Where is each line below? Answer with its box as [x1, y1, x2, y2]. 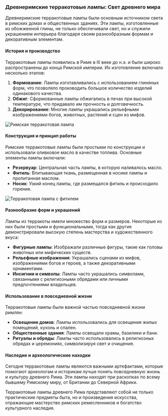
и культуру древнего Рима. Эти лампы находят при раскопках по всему [5, 374, 160, 380]
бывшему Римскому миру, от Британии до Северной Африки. [5, 379, 138, 385]
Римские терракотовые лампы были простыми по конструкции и [5, 144, 145, 150]
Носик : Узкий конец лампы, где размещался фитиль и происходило [12, 180, 158, 187]
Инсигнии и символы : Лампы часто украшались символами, [12, 271, 145, 277]
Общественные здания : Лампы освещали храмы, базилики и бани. [12, 330, 158, 336]
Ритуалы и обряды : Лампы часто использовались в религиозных [12, 336, 154, 342]
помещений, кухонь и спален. [12, 324, 77, 330]
